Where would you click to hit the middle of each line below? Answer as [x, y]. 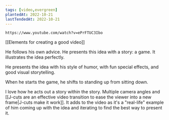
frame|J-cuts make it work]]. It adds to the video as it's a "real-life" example [85, 102]
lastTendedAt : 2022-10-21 [32, 19]
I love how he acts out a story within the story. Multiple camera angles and [83, 92]
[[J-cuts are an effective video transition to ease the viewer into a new [78, 97]
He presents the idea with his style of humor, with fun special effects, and [82, 67]
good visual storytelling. [30, 72]
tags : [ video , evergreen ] [31, 10]
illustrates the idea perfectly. [35, 57]
